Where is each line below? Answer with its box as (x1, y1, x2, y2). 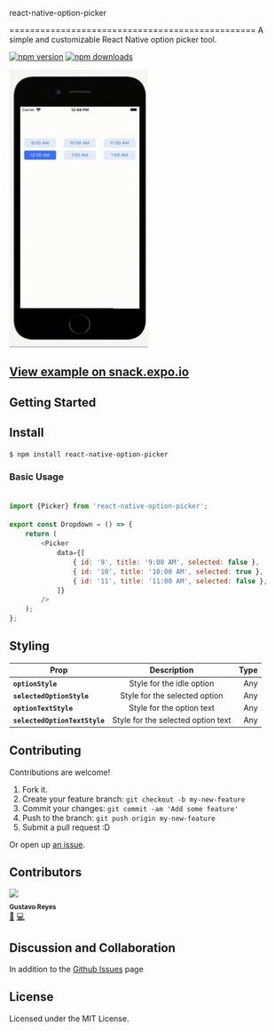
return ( (25, 529, 58, 539)
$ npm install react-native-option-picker (9, 449, 169, 459)
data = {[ (56, 549, 86, 558)
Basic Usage (9, 471, 65, 483)
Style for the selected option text (112, 715, 232, 726)
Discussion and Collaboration (9, 940, 176, 955)
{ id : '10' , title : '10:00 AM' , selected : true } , (72, 567, 264, 576)
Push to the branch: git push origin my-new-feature (21, 812, 216, 823)
